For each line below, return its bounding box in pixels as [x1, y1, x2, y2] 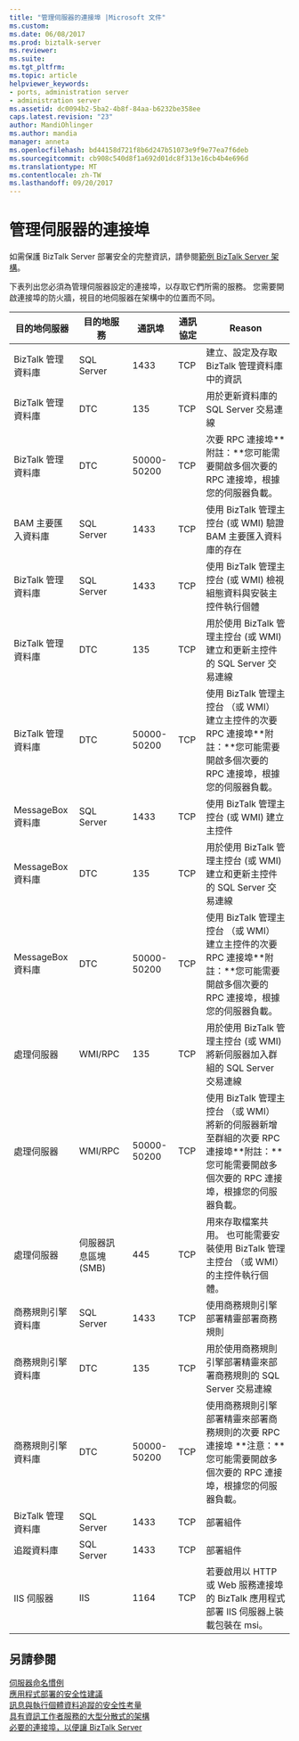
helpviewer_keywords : [9, 79, 90, 88]
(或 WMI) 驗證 [226, 517, 285, 530]
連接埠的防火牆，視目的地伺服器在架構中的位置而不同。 [16, 292, 220, 303]
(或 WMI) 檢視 [226, 574, 285, 587]
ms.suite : [9, 54, 46, 63]
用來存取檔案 [206, 1216, 260, 1228]
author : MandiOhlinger [9, 121, 93, 130]
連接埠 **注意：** [206, 1440, 286, 1452]
